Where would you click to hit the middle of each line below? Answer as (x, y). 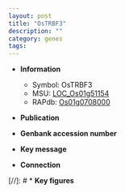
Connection (40, 165)
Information (40, 69)
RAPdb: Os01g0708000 (71, 102)
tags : (17, 46)
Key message (43, 149)
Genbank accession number (68, 134)
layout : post (30, 16)
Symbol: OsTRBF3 (62, 85)
